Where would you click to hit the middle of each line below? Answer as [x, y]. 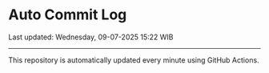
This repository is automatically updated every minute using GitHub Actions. [134, 60]
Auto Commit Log [68, 15]
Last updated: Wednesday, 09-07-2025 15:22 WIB [91, 37]
